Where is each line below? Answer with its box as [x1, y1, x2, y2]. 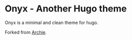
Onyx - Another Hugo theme [5, 3, 127, 14]
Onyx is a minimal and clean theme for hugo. [5, 19, 99, 25]
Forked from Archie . [5, 29, 47, 35]
